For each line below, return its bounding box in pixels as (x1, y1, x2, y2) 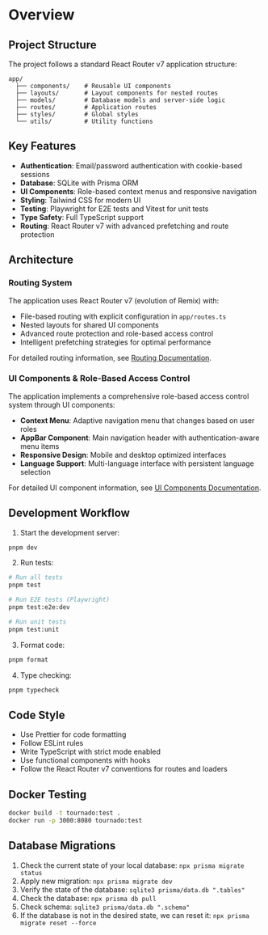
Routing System (8, 277, 73, 289)
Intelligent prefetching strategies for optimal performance (19, 337, 211, 347)
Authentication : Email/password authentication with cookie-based (19, 160, 243, 171)
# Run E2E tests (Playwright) (8, 596, 111, 604)
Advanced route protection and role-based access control (19, 328, 214, 338)
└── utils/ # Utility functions (15, 117, 153, 125)
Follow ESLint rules (19, 738, 84, 748)
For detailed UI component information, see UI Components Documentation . (8, 483, 262, 493)
